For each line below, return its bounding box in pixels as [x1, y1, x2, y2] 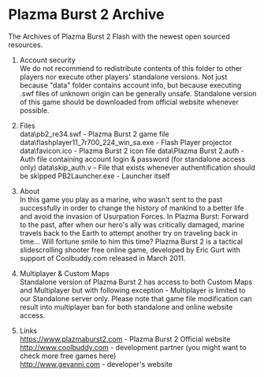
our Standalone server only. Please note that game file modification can [19, 293, 252, 303]
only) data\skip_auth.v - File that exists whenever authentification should [19, 162, 256, 172]
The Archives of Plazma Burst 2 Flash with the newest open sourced [8, 32, 230, 41]
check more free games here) [19, 351, 117, 360]
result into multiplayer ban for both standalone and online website [19, 302, 233, 312]
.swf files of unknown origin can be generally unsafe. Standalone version [19, 88, 257, 98]
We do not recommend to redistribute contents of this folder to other [19, 63, 243, 73]
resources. [8, 39, 43, 49]
